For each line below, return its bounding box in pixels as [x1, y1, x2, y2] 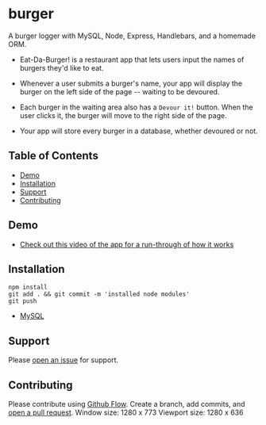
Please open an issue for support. [8, 355, 119, 365]
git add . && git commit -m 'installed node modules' [8, 290, 191, 298]
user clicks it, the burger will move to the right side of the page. [19, 110, 228, 120]
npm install [8, 283, 48, 292]
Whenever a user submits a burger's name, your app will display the [19, 78, 243, 88]
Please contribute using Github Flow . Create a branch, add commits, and [8, 400, 245, 408]
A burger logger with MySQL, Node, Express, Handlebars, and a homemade [8, 31, 256, 40]
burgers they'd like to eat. [19, 63, 104, 72]
